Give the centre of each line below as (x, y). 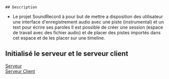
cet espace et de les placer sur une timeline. (59, 38)
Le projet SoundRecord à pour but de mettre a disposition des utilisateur (88, 17)
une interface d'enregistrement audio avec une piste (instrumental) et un (88, 22)
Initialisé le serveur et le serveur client (67, 54)
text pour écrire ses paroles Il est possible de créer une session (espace (88, 27)
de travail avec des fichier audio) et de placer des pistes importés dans (87, 32)
